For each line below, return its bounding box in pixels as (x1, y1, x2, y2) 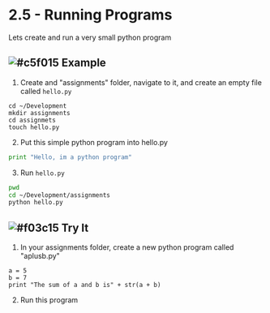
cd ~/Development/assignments (8, 191, 111, 199)
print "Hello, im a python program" (8, 152, 132, 161)
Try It (61, 221, 89, 234)
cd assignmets (8, 116, 57, 124)
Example (61, 56, 107, 70)
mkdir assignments (8, 109, 71, 117)
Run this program (19, 295, 79, 305)
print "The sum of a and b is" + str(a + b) (8, 281, 161, 289)
